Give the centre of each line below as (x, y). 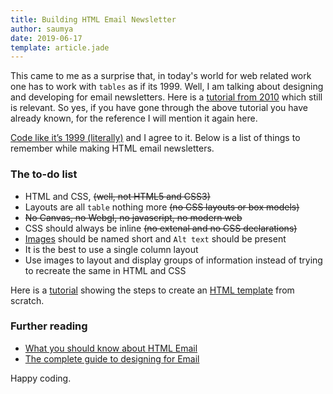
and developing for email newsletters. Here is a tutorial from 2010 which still (166, 97)
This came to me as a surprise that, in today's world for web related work (161, 76)
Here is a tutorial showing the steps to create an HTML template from (152, 290)
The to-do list (44, 174)
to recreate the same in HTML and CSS (105, 270)
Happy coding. (41, 378)
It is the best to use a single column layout (111, 249)
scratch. (27, 300)
